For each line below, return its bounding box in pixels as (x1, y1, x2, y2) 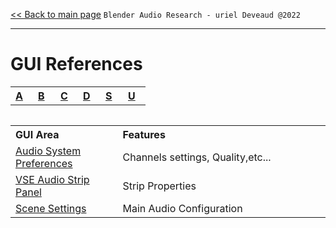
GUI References (10, 53, 143, 76)
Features (122, 127, 166, 141)
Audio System (15, 144, 82, 158)
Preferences (15, 156, 73, 170)
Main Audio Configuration (122, 201, 243, 215)
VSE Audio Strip (15, 172, 90, 186)
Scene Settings (15, 201, 87, 215)
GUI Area (15, 127, 60, 141)
